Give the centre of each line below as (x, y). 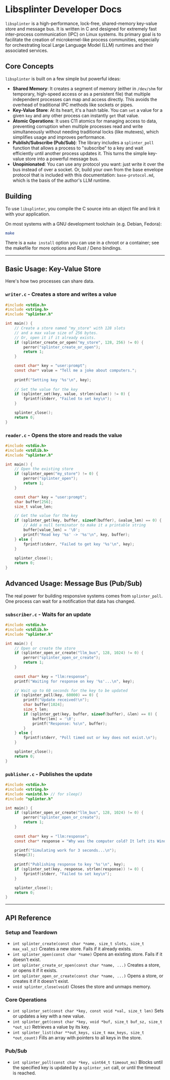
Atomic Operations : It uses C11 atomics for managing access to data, (85, 121)
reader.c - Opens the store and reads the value (64, 435)
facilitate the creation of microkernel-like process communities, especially (82, 40)
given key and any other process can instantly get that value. (76, 115)
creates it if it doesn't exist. (41, 981)
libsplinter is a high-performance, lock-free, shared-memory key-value (81, 23)
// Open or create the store (45, 648)
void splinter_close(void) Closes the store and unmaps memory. (82, 986)
